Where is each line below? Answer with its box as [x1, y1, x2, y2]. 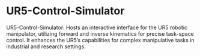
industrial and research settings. [6, 43, 86, 50]
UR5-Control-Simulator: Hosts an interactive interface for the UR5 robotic [6, 24, 188, 31]
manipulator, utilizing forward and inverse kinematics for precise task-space [6, 30, 194, 37]
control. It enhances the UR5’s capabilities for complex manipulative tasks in [6, 36, 195, 43]
